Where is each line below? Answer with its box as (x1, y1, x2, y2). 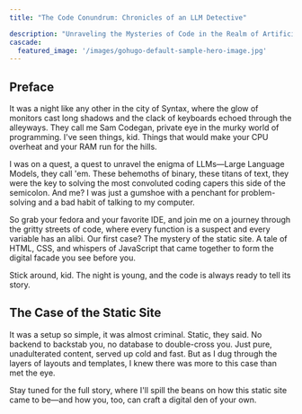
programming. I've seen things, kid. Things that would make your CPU (9, 132, 269, 143)
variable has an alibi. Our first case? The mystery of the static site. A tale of (9, 233, 288, 244)
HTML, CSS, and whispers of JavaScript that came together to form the (9, 243, 274, 254)
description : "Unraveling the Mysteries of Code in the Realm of (9, 29, 259, 39)
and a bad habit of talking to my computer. (38, 197, 195, 207)
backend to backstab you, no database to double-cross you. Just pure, (9, 339, 272, 349)
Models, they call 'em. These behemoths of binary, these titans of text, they (9, 168, 289, 180)
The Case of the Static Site (9, 305, 162, 321)
